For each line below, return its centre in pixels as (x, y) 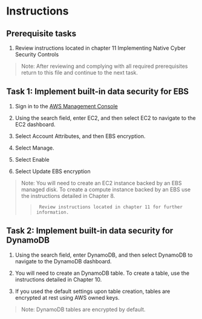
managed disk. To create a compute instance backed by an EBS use (106, 189)
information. (53, 212)
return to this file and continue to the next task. (79, 73)
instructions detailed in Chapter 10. (58, 279)
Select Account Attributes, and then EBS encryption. (80, 136)
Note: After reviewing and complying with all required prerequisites (104, 66)
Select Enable (32, 159)
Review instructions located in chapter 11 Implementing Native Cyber (100, 48)
